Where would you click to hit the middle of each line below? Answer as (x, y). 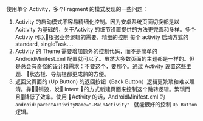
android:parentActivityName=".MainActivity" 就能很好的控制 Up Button (106, 104)
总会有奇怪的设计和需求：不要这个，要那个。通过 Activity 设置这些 (103, 66)
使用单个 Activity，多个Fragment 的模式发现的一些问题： (77, 9)
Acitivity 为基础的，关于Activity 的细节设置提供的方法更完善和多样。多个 (105, 29)
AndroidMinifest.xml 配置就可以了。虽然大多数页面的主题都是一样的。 (102, 59)
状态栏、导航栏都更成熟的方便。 (69, 74)
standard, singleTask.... (44, 44)
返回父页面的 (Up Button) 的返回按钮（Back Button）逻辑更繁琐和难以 (102, 81)
